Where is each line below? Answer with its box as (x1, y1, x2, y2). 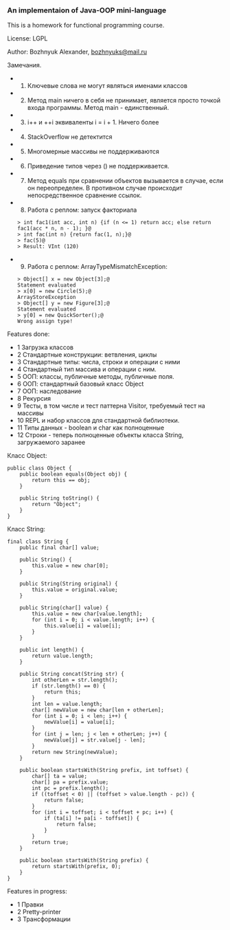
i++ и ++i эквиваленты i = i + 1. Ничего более (27, 118, 159, 126)
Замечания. (7, 61, 42, 69)
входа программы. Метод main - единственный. (27, 104, 170, 112)
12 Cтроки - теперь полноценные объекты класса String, (16, 431, 184, 439)
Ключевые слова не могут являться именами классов (27, 82, 187, 90)
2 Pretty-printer (16, 908, 62, 916)
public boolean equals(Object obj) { (19, 471, 128, 478)
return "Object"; (32, 501, 81, 508)
